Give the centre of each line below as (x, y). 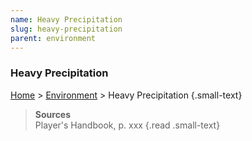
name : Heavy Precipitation (66, 19)
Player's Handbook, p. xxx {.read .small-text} (127, 125)
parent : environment (53, 38)
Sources (53, 114)
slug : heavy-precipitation (66, 29)
